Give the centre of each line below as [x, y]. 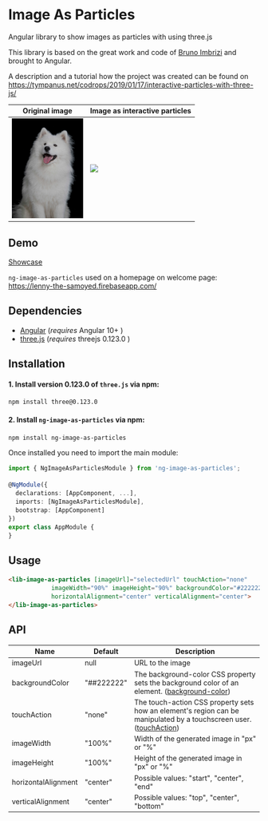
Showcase [26, 262]
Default [106, 652]
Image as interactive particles [141, 111]
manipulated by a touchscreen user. [193, 719]
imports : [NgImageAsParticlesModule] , [80, 502]
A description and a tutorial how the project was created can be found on [128, 76]
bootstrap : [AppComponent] [60, 510]
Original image [48, 111]
